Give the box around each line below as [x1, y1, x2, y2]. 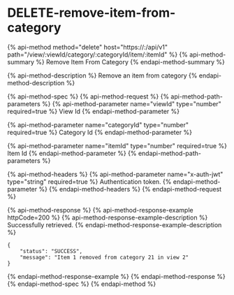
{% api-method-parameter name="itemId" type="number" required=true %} [7, 141, 227, 150]
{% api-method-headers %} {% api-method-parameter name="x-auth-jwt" [7, 170, 224, 178]
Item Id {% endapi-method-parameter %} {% [7, 149, 137, 157]
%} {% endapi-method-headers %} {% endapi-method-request [38, 185, 222, 193]
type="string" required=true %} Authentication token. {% [7, 177, 172, 186]
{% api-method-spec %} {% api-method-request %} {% [7, 92, 170, 101]
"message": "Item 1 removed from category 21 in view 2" [20, 254, 189, 261]
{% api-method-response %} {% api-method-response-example [7, 206, 193, 214]
